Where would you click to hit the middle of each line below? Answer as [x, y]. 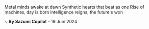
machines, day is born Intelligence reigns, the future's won [64, 12]
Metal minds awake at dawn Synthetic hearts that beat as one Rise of [74, 7]
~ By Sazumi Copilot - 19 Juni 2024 [41, 22]
